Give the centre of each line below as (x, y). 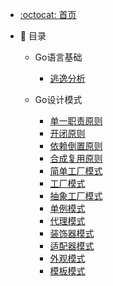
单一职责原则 (76, 121)
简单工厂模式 (76, 171)
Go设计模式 (58, 99)
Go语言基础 (58, 57)
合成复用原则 (76, 158)
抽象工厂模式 (76, 196)
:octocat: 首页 (48, 14)
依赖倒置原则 (76, 146)
